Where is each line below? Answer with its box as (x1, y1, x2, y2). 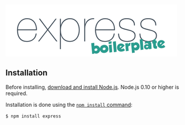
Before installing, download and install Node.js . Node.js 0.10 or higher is (5, 83, 179, 90)
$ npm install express (5, 113, 61, 119)
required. (5, 90, 28, 97)
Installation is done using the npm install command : (5, 101, 133, 108)
